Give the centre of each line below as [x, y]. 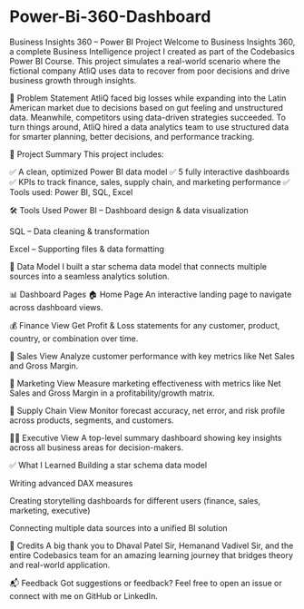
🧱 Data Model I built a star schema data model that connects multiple [138, 266]
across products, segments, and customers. [92, 420]
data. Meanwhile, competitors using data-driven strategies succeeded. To [147, 117]
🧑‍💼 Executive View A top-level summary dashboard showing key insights [146, 437]
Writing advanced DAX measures [71, 483]
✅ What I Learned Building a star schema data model [108, 465]
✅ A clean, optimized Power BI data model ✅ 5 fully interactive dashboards [150, 172]
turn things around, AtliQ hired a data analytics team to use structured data [149, 127]
